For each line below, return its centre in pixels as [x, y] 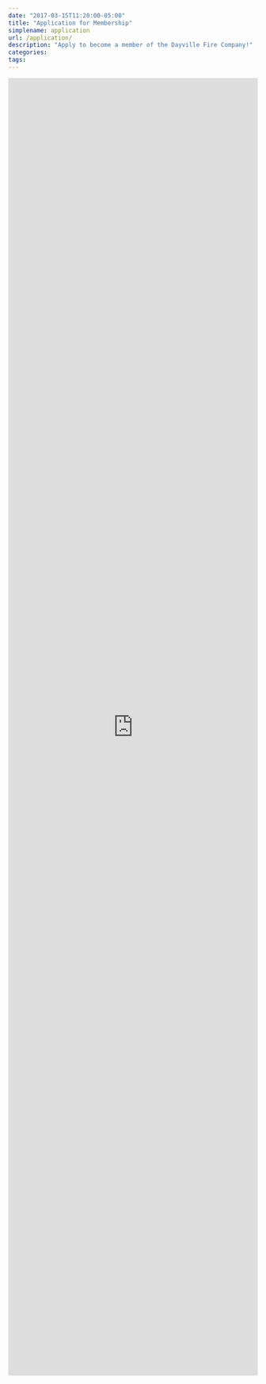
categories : [28, 52]
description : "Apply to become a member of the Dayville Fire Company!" [131, 45]
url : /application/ [40, 38]
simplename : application [49, 30]
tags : [17, 60]
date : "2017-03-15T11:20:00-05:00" [67, 15]
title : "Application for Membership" [70, 23]
